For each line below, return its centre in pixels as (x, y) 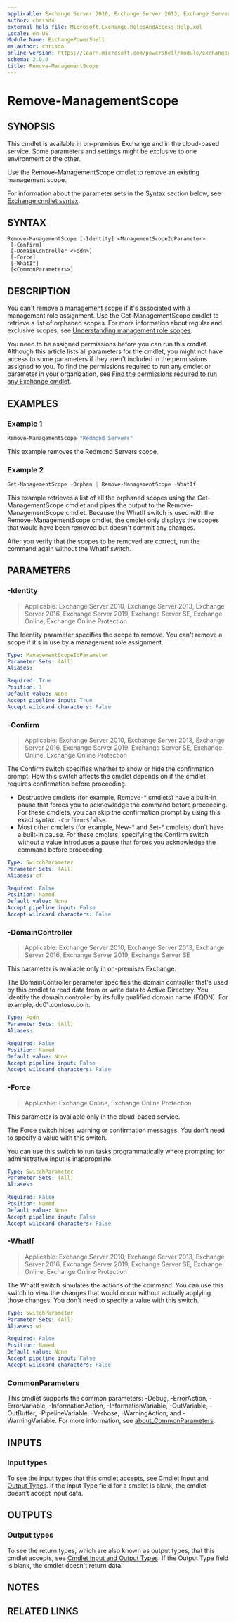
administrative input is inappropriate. (60, 1159)
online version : (31, 53)
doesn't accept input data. (45, 1493)
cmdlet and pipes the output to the (116, 505)
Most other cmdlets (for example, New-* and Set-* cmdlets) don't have (120, 827)
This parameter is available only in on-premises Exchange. (92, 969)
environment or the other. (44, 158)
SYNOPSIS (31, 127)
